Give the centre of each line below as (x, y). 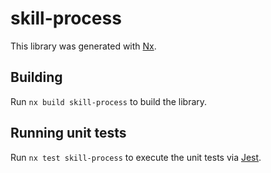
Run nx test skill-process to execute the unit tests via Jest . (136, 157)
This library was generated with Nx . (83, 46)
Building (36, 77)
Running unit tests (68, 133)
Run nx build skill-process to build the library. (109, 101)
